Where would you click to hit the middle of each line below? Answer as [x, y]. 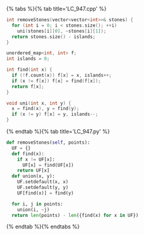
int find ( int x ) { [29, 70]
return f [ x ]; [28, 86]
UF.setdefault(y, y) [43, 187]
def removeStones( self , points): [48, 143]
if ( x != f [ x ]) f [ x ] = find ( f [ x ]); [56, 81]
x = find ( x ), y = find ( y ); [45, 109]
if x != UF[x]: [36, 159]
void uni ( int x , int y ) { [39, 103]
